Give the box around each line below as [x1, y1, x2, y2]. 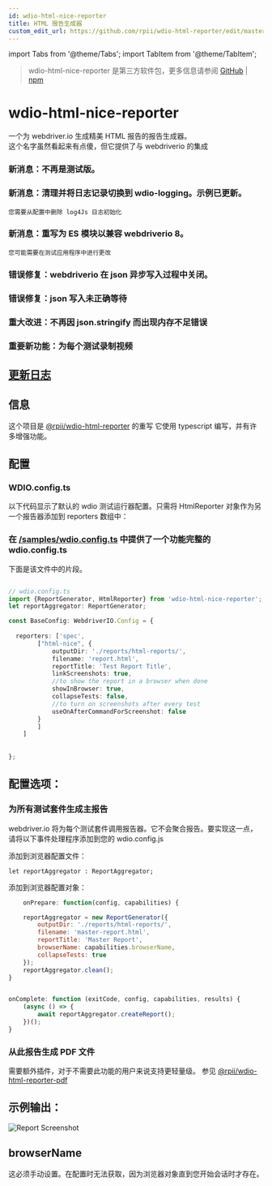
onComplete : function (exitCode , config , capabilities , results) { [8, 995, 241, 1003]
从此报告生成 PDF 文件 [8, 1046, 96, 1057]
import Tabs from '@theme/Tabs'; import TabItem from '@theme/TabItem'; [8, 49, 257, 59]
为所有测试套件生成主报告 [8, 804, 108, 815]
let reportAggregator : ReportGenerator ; [8, 602, 147, 611]
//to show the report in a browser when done [51, 677, 208, 685]
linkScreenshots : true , [51, 670, 132, 678]
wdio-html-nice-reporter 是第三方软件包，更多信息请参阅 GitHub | [28, 66, 249, 75]
